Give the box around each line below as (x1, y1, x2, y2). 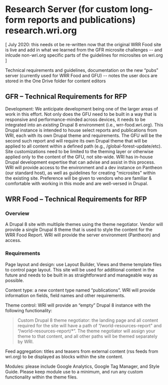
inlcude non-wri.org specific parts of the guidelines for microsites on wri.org (5, 52, 163, 58)
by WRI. (17, 338, 34, 344)
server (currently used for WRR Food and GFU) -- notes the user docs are (5, 72, 158, 78)
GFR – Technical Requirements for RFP (5, 92, 127, 101)
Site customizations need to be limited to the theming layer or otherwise (5, 148, 154, 154)
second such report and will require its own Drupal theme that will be (5, 138, 148, 144)
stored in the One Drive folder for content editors (5, 78, 106, 84)
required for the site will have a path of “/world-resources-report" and (17, 322, 162, 328)
